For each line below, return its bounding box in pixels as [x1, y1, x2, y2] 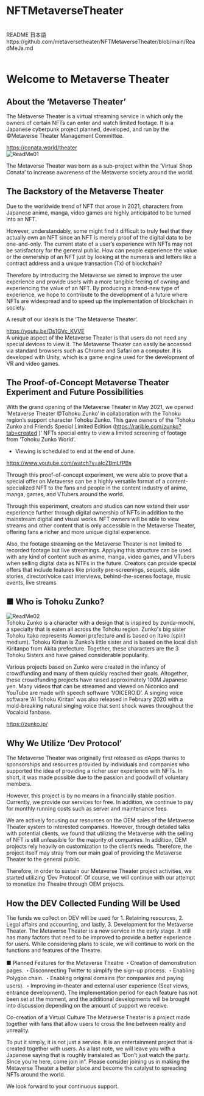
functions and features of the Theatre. [6, 947, 102, 954]
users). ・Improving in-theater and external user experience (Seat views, [6, 982, 189, 989]
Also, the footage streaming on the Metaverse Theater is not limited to [6, 540, 182, 547]
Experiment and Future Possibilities [6, 387, 144, 397]
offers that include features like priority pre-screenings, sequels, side [6, 566, 180, 573]
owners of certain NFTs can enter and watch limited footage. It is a [6, 119, 174, 126]
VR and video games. [6, 360, 60, 367]
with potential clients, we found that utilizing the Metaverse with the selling [6, 830, 194, 837]
